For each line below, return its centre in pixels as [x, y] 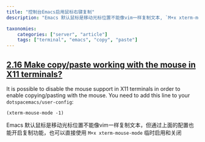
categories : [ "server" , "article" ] [63, 34]
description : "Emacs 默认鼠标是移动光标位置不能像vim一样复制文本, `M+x [92, 18]
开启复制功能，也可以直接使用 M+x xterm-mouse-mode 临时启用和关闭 [96, 132]
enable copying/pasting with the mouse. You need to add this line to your [98, 95]
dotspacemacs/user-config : [40, 102]
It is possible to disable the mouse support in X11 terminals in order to [93, 88]
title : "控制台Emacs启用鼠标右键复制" [51, 12]
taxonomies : [21, 29]
